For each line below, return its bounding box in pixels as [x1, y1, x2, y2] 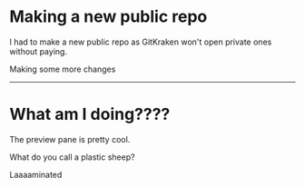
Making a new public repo [9, 6, 208, 27]
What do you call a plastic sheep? [9, 152, 135, 162]
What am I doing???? [9, 104, 171, 124]
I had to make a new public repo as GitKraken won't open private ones [9, 36, 272, 47]
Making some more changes [9, 64, 116, 74]
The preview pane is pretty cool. [9, 133, 131, 144]
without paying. [9, 45, 68, 56]
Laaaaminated [9, 169, 63, 180]
